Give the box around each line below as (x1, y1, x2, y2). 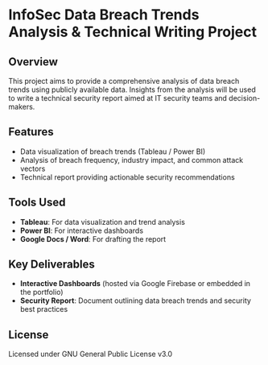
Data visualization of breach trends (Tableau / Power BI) (19, 147, 206, 156)
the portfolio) (19, 288, 64, 297)
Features (8, 125, 54, 139)
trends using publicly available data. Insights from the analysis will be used (8, 85, 256, 94)
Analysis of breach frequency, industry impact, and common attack (19, 155, 244, 164)
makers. (8, 102, 35, 111)
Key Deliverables (8, 258, 95, 272)
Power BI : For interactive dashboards (19, 226, 143, 235)
